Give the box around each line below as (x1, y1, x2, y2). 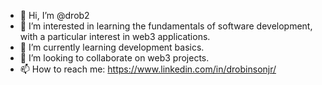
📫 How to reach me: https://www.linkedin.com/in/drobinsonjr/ (19, 63, 277, 75)
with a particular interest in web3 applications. (19, 31, 211, 42)
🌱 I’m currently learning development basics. (19, 41, 205, 53)
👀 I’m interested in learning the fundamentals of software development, (19, 20, 313, 32)
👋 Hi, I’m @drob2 (19, 10, 90, 21)
